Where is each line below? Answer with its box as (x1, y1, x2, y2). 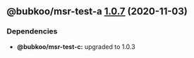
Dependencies (6, 27, 58, 36)
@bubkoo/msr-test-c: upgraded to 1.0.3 (16, 42, 135, 51)
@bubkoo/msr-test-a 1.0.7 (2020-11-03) (6, 6, 188, 17)
